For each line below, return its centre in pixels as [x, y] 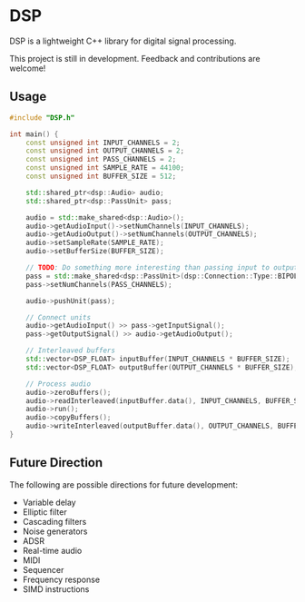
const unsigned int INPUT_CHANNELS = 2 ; [103, 143]
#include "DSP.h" [42, 118]
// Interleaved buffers [71, 350]
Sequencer [43, 569]
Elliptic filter [44, 512]
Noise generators [55, 531]
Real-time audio [52, 550]
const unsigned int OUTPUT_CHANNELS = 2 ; [105, 151]
